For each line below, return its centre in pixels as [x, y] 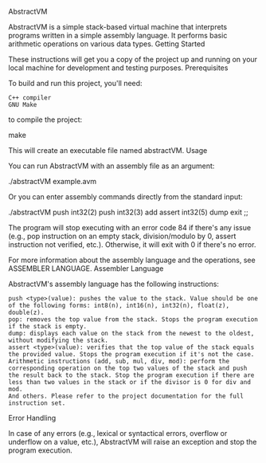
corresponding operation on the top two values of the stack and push [128, 368]
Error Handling [32, 418]
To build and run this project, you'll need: [75, 83]
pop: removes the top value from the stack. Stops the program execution [133, 320]
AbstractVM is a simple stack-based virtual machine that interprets [118, 27]
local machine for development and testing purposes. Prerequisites [118, 68]
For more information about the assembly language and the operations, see [132, 260]
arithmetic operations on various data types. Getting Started [107, 44]
